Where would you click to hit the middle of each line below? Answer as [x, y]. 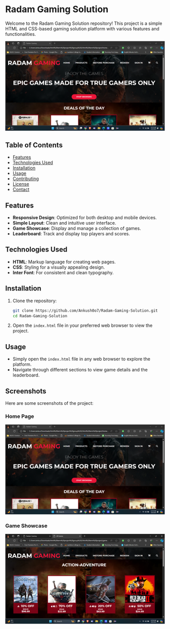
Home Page [20, 416]
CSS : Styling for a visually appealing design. [59, 267]
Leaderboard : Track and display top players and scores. [71, 234]
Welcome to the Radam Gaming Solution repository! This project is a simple [84, 23]
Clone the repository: [35, 301]
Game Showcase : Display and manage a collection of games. [77, 228]
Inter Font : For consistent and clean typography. [63, 272]
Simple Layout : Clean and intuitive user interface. [64, 223]
